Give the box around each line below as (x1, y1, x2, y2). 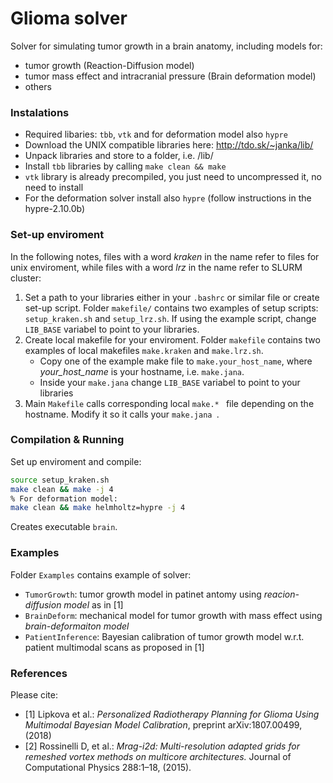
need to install (24, 182, 84, 194)
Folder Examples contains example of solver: (10, 568, 192, 581)
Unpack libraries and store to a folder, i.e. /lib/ (24, 150, 214, 162)
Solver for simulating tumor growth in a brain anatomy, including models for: (10, 40, 323, 52)
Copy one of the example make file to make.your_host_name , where (39, 355, 313, 367)
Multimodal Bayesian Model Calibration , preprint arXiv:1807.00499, (24, 718, 303, 731)
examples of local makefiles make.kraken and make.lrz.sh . (24, 344, 264, 356)
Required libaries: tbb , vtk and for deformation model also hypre (24, 128, 288, 141)
